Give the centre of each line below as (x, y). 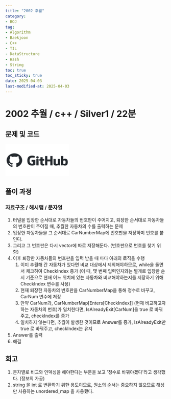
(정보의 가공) (32, 379)
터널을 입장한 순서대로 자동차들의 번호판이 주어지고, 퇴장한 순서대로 (79, 219)
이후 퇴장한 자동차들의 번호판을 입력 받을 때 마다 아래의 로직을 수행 (79, 258)
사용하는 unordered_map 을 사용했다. (56, 391)
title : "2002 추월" (25, 11)
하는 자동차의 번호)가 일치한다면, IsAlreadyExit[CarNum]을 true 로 (87, 309)
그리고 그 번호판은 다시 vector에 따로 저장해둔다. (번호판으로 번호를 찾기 (84, 245)
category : (16, 16)
